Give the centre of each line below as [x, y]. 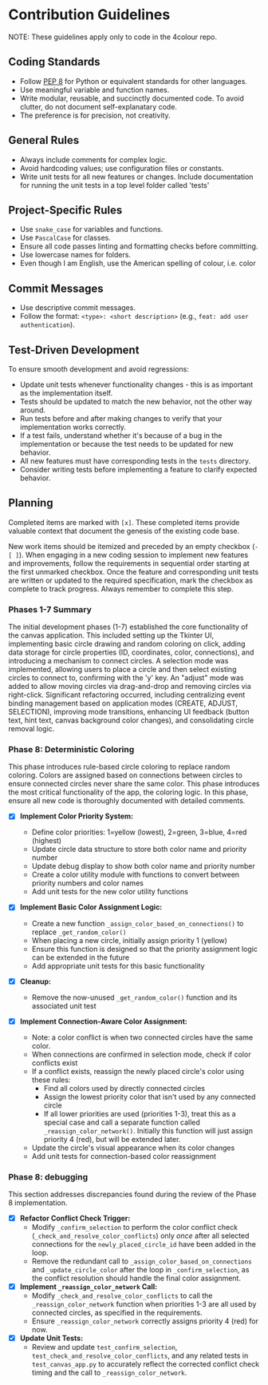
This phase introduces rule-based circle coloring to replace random [119, 767]
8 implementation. [38, 1202]
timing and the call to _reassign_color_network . [109, 1373]
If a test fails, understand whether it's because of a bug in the [121, 436]
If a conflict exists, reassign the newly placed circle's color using [138, 1071]
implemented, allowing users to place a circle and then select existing [122, 670]
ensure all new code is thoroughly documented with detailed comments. [127, 801]
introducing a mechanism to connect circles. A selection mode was [118, 661]
